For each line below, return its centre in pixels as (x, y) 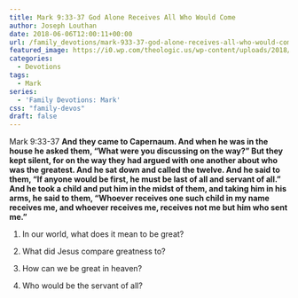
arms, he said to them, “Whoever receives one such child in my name (140, 198)
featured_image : (39, 51)
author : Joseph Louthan (53, 26)
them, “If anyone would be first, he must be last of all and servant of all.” (145, 179)
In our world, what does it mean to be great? (103, 234)
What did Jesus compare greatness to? (94, 251)
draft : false (33, 116)
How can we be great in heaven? (82, 269)
